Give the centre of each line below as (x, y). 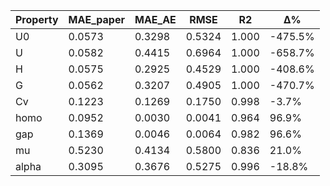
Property (37, 19)
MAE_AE (155, 19)
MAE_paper (96, 19)
